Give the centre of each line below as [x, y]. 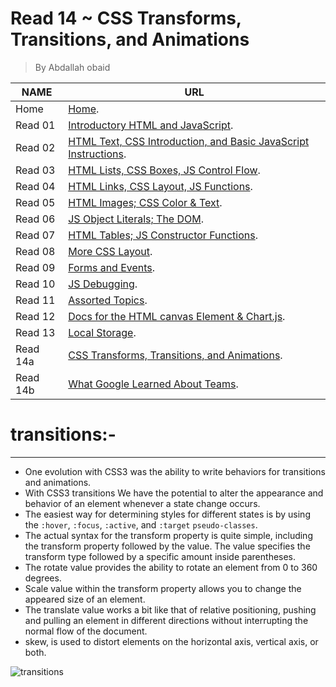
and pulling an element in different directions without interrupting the [166, 620]
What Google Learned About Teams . [153, 384]
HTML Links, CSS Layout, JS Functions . [160, 186]
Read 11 [35, 300]
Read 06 [35, 219]
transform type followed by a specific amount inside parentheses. [160, 556]
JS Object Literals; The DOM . [136, 219]
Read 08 [35, 251]
